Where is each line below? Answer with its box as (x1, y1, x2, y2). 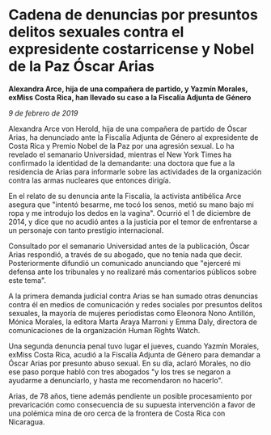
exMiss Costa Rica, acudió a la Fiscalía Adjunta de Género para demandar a (8, 349, 261, 359)
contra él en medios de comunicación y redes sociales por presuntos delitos (8, 299, 263, 309)
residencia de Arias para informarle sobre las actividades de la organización (8, 167, 262, 176)
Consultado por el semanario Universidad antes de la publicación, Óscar (8, 241, 250, 251)
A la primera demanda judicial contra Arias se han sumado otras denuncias (8, 291, 259, 301)
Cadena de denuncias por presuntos (8, 6, 259, 24)
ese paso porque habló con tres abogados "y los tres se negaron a (8, 366, 231, 377)
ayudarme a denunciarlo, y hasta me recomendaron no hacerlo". (8, 375, 223, 385)
